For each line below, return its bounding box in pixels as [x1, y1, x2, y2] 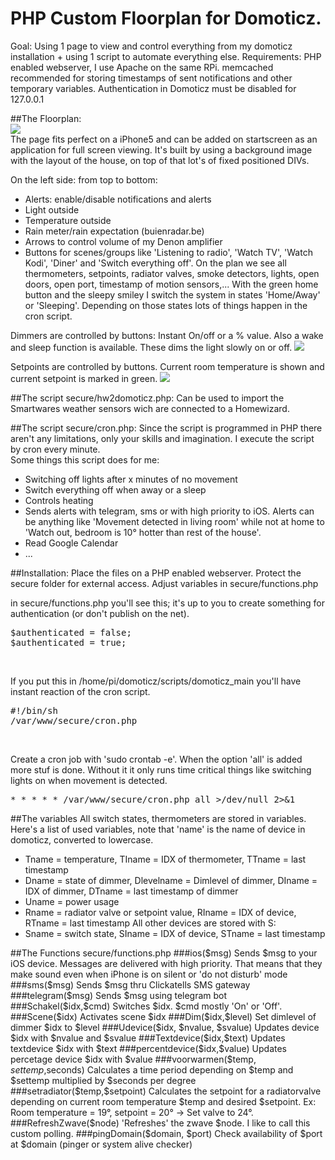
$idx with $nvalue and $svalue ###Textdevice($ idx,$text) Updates [10, 1032, 286, 1044]
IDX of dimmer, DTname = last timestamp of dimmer [24, 885, 239, 897]
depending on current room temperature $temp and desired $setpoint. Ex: [10, 1095, 317, 1107]
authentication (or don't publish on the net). [10, 607, 190, 619]
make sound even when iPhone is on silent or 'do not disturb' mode [10, 968, 288, 980]
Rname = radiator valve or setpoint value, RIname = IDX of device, [24, 906, 297, 918]
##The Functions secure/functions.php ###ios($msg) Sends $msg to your [10, 947, 318, 959]
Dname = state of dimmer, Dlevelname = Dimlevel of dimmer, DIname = [24, 874, 318, 886]
